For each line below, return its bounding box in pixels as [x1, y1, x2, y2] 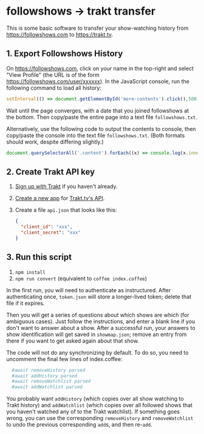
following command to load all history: [6, 84, 102, 91]
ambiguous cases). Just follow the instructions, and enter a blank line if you [6, 318, 195, 325]
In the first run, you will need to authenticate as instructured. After [6, 286, 171, 293]
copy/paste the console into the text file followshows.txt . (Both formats [6, 131, 185, 139]
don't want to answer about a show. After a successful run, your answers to [6, 324, 195, 331]
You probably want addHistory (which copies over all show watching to [6, 395, 184, 402]
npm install [15, 269, 46, 275]
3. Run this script [6, 252, 72, 262]
